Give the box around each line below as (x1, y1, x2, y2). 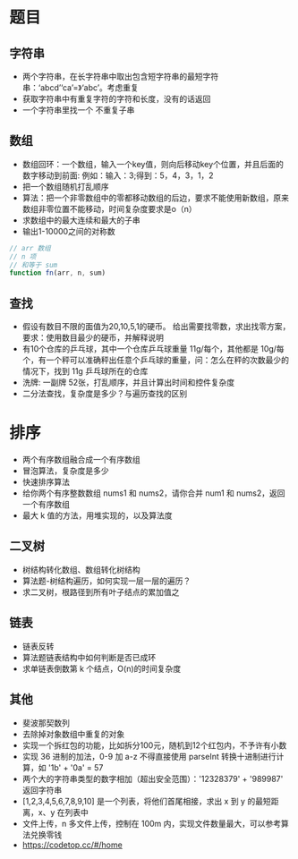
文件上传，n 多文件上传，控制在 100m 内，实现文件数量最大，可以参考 (21, 818, 282, 829)
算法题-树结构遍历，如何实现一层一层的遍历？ (21, 575, 192, 586)
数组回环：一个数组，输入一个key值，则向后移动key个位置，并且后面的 (21, 158, 285, 169)
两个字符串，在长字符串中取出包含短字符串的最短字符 (21, 72, 219, 81)
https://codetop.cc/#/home (21, 839, 123, 850)
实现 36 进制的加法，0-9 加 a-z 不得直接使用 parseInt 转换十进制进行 (21, 751, 277, 761)
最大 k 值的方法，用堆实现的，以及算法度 (21, 510, 173, 521)
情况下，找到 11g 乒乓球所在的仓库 (21, 366, 149, 377)
